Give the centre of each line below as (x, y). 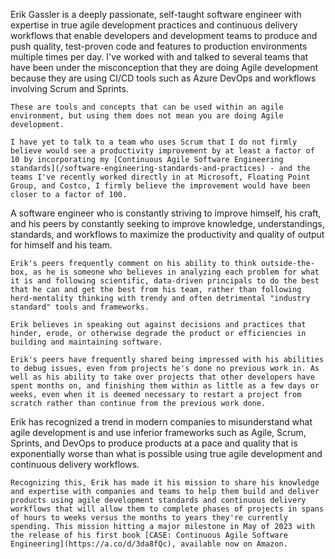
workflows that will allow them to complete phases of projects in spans (167, 509)
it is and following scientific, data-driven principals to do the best (165, 281)
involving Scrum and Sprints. (69, 88)
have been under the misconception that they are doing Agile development (164, 67)
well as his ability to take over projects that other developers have (162, 377)
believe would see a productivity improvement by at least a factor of (162, 151)
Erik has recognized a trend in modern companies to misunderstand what (161, 422)
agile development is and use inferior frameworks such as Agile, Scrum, (158, 432)
